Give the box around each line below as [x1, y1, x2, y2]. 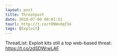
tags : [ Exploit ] [5, 26, 40, 31]
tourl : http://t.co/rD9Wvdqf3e [5, 21, 72, 27]
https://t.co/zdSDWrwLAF [5, 45, 60, 51]
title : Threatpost [5, 12, 44, 17]
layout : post [5, 7, 33, 13]
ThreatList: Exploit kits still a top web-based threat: [5, 40, 112, 46]
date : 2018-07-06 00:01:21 [5, 17, 63, 22]
